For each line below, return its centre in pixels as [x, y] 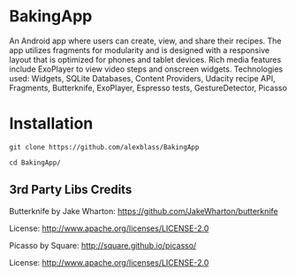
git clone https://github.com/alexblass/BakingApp [104, 147]
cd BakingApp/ [35, 162]
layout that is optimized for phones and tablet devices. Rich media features [145, 59]
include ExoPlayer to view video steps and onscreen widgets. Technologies [146, 69]
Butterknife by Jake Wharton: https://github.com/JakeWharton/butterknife [144, 211]
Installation [51, 123]
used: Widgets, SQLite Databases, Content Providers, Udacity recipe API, [142, 78]
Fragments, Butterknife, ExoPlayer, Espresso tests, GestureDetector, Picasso [148, 88]
